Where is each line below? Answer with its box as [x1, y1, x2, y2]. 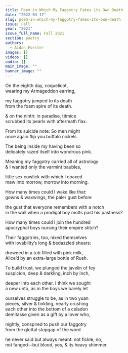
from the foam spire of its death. [5, 103, 72, 109]
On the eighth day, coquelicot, [5, 83, 68, 89]
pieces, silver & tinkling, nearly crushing [5, 301, 89, 306]
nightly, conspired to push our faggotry [5, 321, 87, 327]
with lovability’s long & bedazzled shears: [5, 240, 91, 246]
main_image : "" [5, 64, 37, 69]
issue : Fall [5, 21, 30, 27]
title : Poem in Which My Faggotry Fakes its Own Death [5, 7, 123, 13]
